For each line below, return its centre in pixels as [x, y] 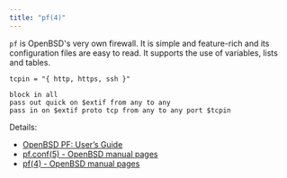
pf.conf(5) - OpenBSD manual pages [90, 154]
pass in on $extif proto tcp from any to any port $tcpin [120, 110]
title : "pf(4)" [38, 18]
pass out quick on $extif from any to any [90, 102]
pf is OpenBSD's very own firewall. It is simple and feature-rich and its [139, 43]
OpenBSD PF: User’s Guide [72, 144]
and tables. [30, 62]
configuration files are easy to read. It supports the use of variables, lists [144, 53]
